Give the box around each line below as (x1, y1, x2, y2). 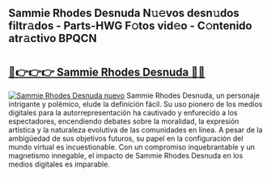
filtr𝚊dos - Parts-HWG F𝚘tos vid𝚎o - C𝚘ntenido (8, 19, 252, 33)
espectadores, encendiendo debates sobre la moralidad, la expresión (8, 116, 239, 126)
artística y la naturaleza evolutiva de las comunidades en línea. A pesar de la (8, 125, 263, 134)
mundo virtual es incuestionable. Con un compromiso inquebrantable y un (8, 142, 256, 152)
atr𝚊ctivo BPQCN (8, 32, 97, 45)
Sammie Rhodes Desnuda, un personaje (126, 91, 260, 100)
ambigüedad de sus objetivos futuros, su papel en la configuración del (8, 133, 243, 143)
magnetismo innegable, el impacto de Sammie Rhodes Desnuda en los (8, 151, 243, 160)
